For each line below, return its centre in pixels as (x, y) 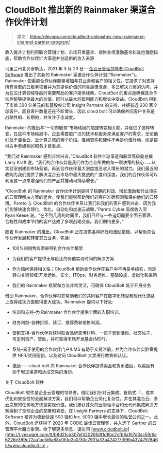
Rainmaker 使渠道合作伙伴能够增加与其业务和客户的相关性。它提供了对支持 (80, 80)
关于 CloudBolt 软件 (25, 382)
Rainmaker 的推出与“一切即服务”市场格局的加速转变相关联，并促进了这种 (78, 128)
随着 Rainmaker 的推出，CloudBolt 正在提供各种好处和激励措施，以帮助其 (78, 231)
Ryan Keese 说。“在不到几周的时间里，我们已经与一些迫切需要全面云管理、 (80, 215)
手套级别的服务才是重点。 (39, 146)
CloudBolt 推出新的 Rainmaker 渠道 (76, 10)
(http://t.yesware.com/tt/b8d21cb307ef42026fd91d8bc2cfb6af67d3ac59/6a (81, 434)
